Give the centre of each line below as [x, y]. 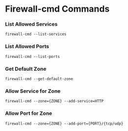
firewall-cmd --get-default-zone [39, 79]
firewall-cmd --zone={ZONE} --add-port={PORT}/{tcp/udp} [64, 123]
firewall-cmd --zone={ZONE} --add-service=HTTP [54, 101]
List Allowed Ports [27, 46]
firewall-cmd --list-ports [32, 56]
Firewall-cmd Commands [57, 9]
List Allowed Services [31, 24]
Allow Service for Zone [33, 91]
